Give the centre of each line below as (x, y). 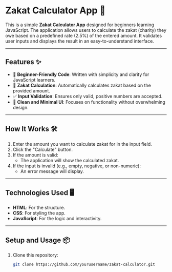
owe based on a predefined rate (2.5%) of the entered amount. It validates (84, 35)
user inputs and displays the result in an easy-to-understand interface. (80, 41)
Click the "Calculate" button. (43, 149)
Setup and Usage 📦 (38, 240)
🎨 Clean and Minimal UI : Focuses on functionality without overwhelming (89, 102)
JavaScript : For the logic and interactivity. (57, 219)
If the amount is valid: (35, 155)
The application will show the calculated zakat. (70, 160)
